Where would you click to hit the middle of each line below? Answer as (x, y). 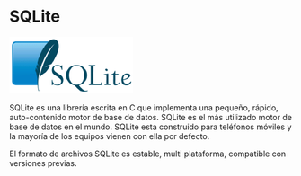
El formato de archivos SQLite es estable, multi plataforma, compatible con (148, 154)
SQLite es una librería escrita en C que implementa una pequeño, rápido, (144, 107)
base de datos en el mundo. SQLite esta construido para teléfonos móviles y (150, 127)
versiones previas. (44, 163)
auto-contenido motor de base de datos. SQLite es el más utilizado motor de (150, 117)
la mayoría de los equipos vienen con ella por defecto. (110, 136)
